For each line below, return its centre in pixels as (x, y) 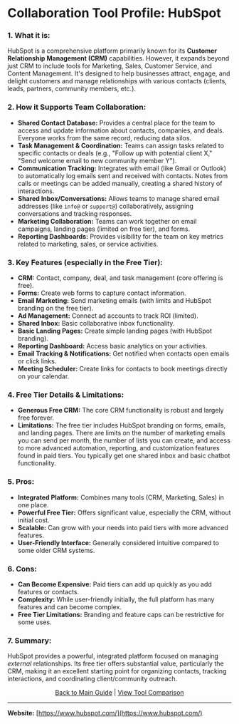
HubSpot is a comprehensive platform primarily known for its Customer (112, 51)
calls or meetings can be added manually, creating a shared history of (120, 183)
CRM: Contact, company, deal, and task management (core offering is (120, 278)
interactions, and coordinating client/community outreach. (92, 679)
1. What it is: (29, 36)
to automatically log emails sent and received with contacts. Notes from (123, 175)
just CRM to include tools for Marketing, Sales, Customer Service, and (110, 66)
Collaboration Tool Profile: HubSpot (115, 13)
